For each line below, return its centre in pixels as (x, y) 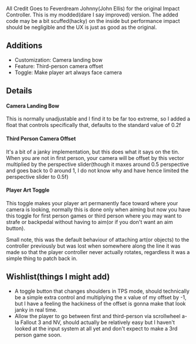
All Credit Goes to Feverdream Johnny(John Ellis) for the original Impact (93, 9)
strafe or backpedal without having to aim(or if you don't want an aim (89, 222)
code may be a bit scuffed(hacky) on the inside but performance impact (93, 21)
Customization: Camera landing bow (58, 60)
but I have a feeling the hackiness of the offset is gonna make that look (100, 303)
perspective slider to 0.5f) (37, 176)
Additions (24, 46)
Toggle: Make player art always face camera (68, 72)
